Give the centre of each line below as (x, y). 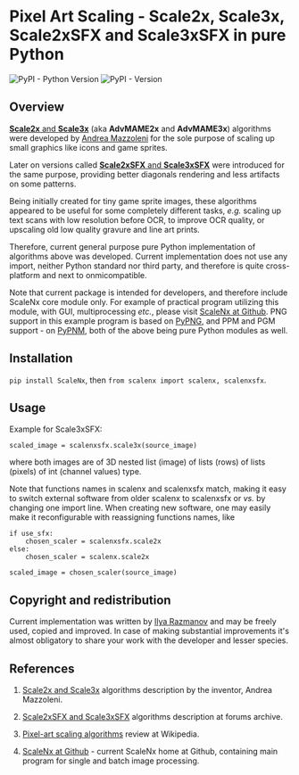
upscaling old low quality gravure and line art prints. (105, 229)
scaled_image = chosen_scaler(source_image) (93, 573)
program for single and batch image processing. (111, 761)
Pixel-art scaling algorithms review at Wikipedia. (111, 734)
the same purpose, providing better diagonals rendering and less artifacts (145, 174)
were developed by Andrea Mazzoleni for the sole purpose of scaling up (142, 138)
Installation (41, 359)
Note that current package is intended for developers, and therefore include (149, 293)
